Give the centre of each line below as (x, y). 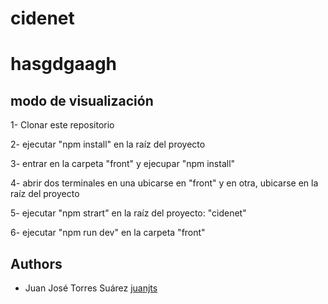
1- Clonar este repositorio (62, 125)
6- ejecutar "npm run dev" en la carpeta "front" (108, 233)
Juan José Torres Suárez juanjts (91, 288)
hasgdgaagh (64, 64)
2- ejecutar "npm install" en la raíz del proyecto (108, 144)
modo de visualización (82, 100)
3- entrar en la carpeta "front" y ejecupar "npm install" (123, 164)
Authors (36, 263)
